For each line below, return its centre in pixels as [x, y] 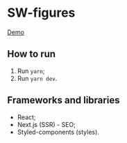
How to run [32, 54]
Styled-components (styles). [58, 132]
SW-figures [41, 13]
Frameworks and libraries [63, 100]
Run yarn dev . [37, 78]
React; [26, 117]
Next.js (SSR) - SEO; [46, 124]
